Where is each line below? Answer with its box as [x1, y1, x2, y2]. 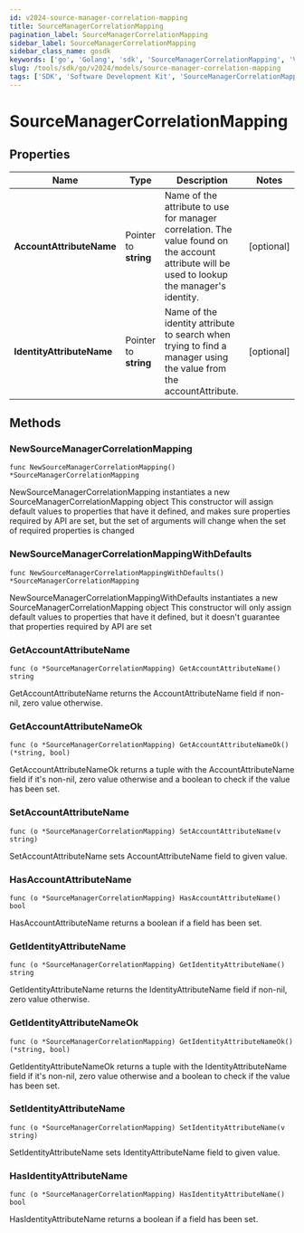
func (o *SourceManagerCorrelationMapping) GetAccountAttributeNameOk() [9, 741, 290, 750]
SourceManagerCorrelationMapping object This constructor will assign [9, 497, 274, 507]
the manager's [164, 280, 226, 292]
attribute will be [164, 257, 231, 270]
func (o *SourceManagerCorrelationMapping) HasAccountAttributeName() [9, 893, 281, 903]
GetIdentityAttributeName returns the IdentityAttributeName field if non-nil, [9, 984, 288, 995]
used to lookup [164, 268, 228, 280]
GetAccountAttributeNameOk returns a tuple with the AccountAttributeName [9, 764, 295, 775]
